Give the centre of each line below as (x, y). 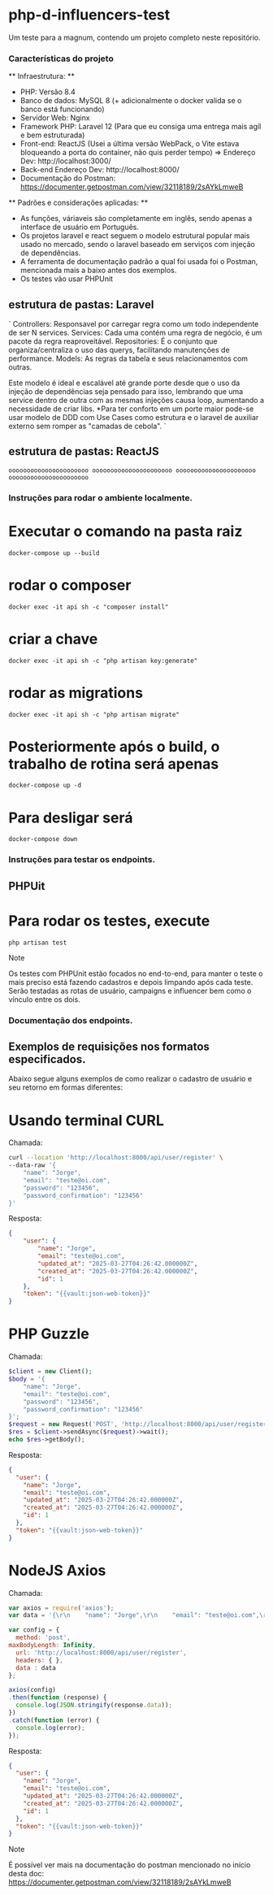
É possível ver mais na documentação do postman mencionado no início (130, 1865)
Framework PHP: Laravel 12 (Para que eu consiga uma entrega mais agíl (141, 127)
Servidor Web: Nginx (55, 118)
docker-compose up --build (54, 553)
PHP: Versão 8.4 (48, 92)
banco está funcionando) (62, 109)
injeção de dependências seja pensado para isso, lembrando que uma (126, 392)
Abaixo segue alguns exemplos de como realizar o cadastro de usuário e (130, 1079)
